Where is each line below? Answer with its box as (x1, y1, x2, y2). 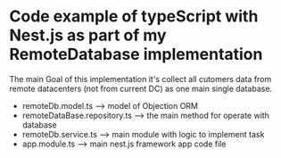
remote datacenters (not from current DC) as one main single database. (9, 83, 273, 94)
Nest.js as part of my (9, 25, 167, 46)
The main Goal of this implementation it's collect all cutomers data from (9, 73, 272, 84)
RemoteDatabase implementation (9, 45, 263, 64)
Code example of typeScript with (9, 6, 259, 27)
